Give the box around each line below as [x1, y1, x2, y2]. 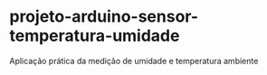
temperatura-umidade [9, 25, 180, 46]
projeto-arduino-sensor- [9, 6, 199, 27]
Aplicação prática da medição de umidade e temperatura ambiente [9, 55, 259, 66]
